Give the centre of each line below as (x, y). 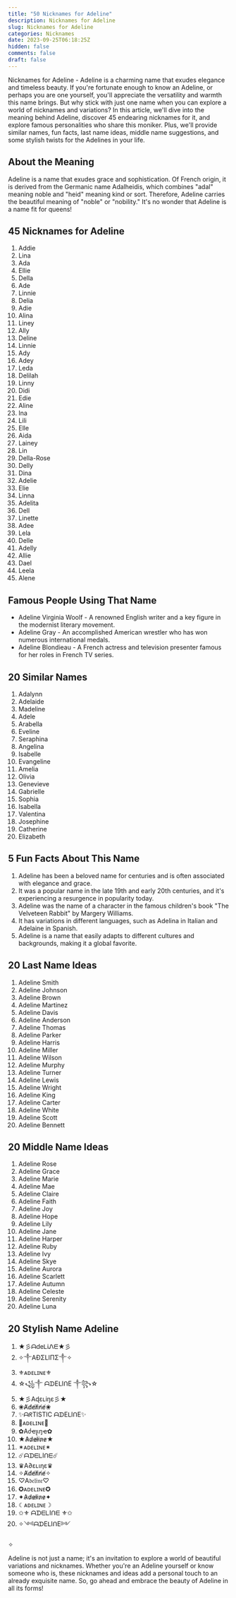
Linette (28, 518)
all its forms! (26, 1588)
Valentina (32, 814)
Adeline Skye (37, 1261)
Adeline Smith (38, 983)
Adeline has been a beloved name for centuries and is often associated (121, 875)
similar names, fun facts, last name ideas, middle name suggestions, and (113, 132)
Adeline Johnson (43, 990)
